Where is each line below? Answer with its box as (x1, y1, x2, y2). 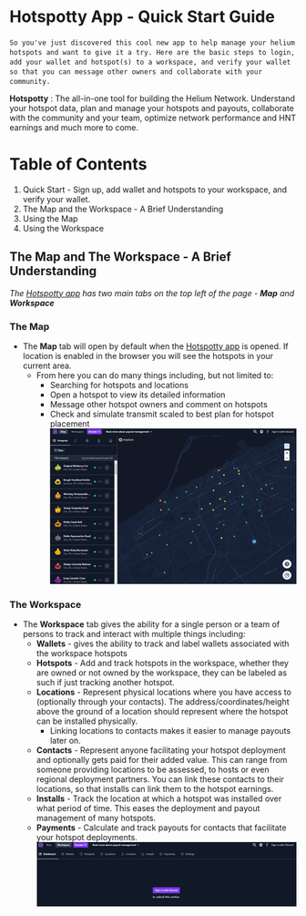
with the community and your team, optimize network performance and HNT (9, 112, 297, 123)
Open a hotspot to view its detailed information (49, 389, 226, 400)
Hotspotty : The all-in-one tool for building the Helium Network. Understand (9, 93, 296, 104)
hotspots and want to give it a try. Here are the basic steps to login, (9, 47, 296, 57)
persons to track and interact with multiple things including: (22, 628, 246, 639)
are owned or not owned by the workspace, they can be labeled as (36, 667, 288, 678)
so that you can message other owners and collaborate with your (9, 67, 262, 77)
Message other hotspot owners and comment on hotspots (49, 398, 269, 409)
